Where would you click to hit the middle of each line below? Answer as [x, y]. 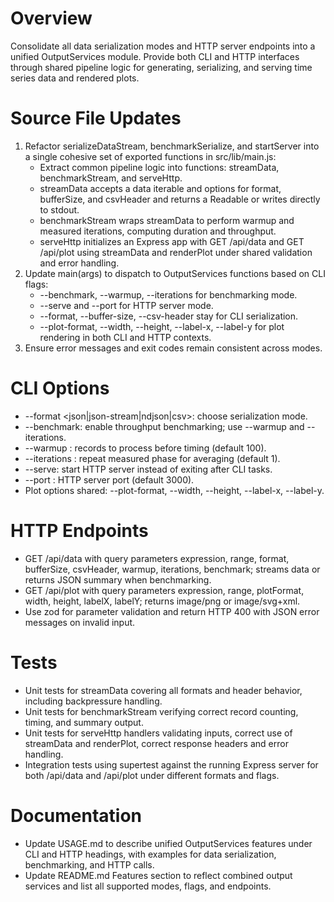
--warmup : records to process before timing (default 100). [145, 448]
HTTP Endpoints [79, 531]
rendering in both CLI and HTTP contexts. [125, 337]
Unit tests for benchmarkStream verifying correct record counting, [161, 711]
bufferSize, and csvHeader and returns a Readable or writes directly [180, 199]
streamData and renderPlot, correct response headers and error [156, 743]
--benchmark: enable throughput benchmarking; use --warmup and [164, 426]
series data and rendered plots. [75, 78]
